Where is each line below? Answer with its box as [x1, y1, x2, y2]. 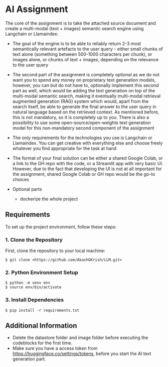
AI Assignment [5, 4, 68, 15]
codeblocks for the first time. [12, 340, 73, 346]
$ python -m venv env [5, 280, 51, 286]
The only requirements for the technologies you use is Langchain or [12, 135, 153, 141]
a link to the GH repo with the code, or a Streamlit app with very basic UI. [12, 160, 163, 166]
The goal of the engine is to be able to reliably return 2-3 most [12, 40, 141, 46]
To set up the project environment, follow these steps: [5, 223, 117, 229]
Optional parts [12, 186, 42, 192]
